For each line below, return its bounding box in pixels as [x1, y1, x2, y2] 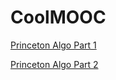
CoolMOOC [10, 6, 107, 29]
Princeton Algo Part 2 [10, 58, 99, 70]
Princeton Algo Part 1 [10, 39, 97, 51]
